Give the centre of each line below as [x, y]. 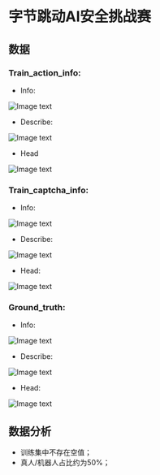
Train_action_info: [45, 72]
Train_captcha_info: [49, 190]
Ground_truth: [37, 308]
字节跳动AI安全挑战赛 [80, 17]
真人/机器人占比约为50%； [65, 463]
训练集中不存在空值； [56, 452]
